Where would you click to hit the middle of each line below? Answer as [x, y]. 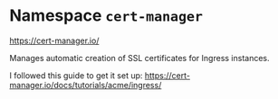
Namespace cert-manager [106, 16]
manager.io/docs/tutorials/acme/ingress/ [86, 85]
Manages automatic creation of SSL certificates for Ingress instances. [139, 58]
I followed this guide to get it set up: [76, 75]
